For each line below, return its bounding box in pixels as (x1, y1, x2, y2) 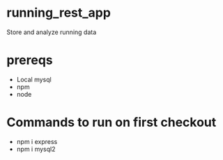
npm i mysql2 (16, 145, 56, 153)
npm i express (16, 137, 58, 145)
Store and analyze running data (6, 28, 97, 36)
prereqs (6, 52, 53, 68)
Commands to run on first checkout (6, 115, 217, 130)
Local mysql (16, 75, 52, 83)
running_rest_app (6, 5, 111, 21)
